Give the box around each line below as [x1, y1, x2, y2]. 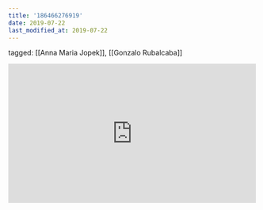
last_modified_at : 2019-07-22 [8, 26, 109, 34]
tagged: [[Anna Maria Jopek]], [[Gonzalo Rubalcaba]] [8, 48, 183, 58]
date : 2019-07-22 [8, 19, 66, 27]
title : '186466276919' [8, 11, 83, 20]
